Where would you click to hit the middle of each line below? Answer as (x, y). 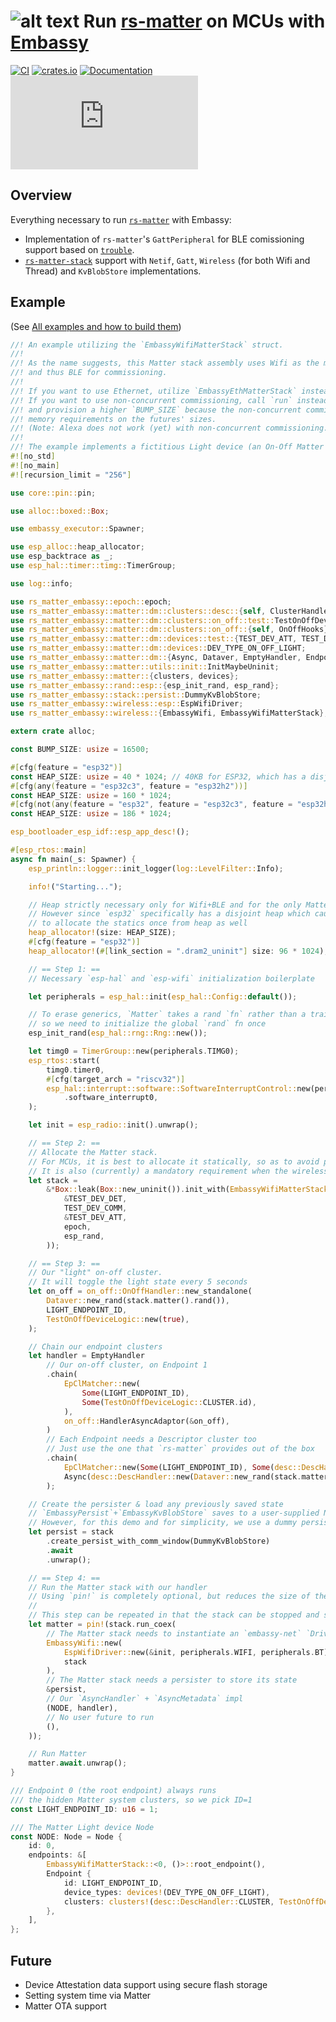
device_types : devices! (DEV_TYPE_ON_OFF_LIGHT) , (167, 1892)
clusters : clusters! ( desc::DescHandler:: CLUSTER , (169, 1901)
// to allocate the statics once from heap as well (138, 923)
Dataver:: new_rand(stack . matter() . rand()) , (138, 1301)
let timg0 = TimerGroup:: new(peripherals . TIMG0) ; (134, 1051)
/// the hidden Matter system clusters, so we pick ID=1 (131, 1800)
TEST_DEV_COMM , (95, 1208)
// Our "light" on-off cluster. (95, 1273)
